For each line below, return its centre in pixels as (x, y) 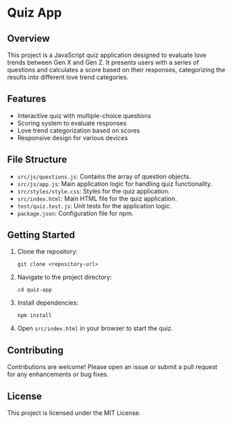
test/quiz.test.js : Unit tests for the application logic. (94, 205)
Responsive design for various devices (72, 137)
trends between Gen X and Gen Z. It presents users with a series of (103, 62)
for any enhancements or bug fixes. (58, 374)
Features (27, 99)
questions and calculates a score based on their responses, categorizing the (116, 70)
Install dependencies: (48, 303)
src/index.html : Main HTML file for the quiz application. (97, 198)
